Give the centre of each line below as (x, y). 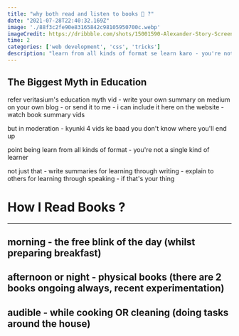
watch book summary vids (46, 114)
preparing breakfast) (54, 253)
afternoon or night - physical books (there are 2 (115, 277)
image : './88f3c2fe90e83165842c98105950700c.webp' (84, 27)
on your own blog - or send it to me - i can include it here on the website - (116, 107)
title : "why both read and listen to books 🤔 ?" (81, 14)
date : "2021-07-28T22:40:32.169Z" (59, 21)
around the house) (49, 324)
